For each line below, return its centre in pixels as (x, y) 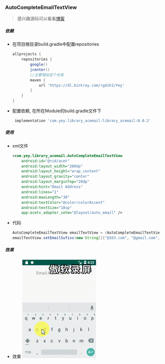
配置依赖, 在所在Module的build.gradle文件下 (57, 111)
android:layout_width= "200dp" (52, 166)
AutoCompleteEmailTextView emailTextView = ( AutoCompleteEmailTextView (87, 233)
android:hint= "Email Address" (52, 187)
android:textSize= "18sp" (47, 208)
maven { (38, 80)
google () (39, 65)
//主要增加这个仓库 (47, 75)
